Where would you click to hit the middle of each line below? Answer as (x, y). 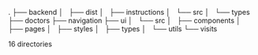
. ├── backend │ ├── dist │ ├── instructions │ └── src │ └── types (129, 12)
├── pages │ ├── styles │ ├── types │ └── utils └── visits (113, 29)
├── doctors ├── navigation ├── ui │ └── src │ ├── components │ (125, 20)
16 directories (30, 44)
